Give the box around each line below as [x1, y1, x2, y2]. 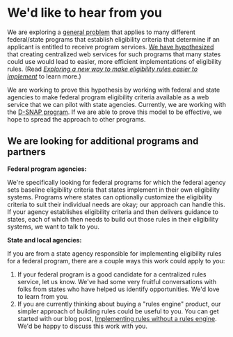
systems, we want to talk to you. [7, 222, 99, 231]
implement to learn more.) [7, 72, 81, 81]
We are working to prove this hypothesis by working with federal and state [7, 85, 220, 94]
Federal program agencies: [7, 165, 87, 173]
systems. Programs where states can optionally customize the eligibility [7, 192, 212, 201]
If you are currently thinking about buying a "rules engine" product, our [17, 299, 221, 308]
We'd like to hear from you [7, 5, 162, 21]
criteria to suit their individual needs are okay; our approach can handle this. [7, 200, 226, 208]
